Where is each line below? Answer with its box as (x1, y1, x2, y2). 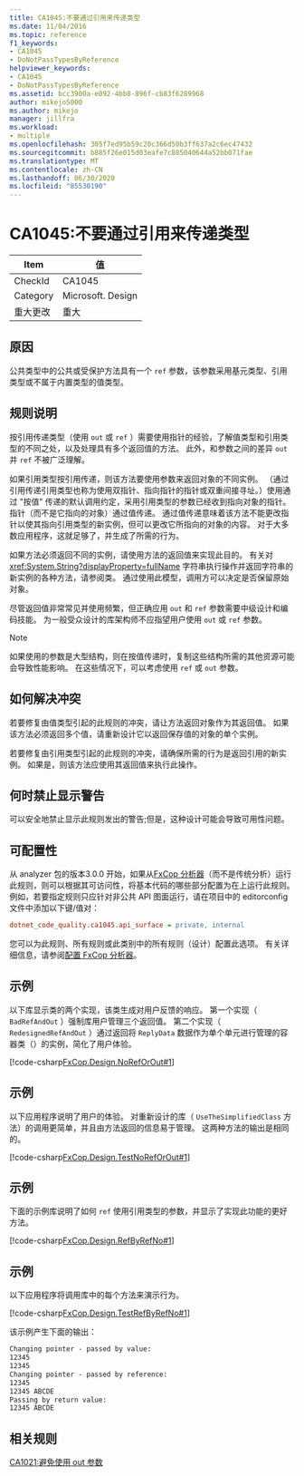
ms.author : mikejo (9, 106, 79, 115)
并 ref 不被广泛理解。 (9, 454, 90, 465)
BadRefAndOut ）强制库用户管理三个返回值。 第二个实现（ (9, 1015, 222, 1026)
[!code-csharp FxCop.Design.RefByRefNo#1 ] (9, 1235, 175, 1247)
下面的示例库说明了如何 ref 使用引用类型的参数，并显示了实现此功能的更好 (9, 1206, 288, 1217)
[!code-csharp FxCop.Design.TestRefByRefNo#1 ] (9, 1307, 190, 1319)
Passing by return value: (9, 1395, 107, 1404)
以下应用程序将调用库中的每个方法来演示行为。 (9, 1289, 184, 1301)
